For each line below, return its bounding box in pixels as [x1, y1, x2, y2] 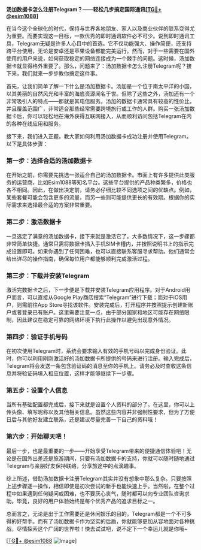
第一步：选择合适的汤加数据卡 [6, 156, 93, 165]
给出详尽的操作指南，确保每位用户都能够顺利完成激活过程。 [6, 255, 153, 262]
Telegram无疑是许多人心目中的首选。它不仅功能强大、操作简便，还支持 [16, 40, 192, 47]
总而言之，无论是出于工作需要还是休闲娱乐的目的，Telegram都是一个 [6, 510, 176, 517]
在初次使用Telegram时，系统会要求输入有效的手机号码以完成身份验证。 [6, 347, 181, 355]
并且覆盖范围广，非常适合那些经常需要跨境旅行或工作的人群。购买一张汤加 [6, 105, 190, 112]
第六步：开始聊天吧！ [6, 433, 68, 441]
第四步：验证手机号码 [6, 333, 68, 341]
